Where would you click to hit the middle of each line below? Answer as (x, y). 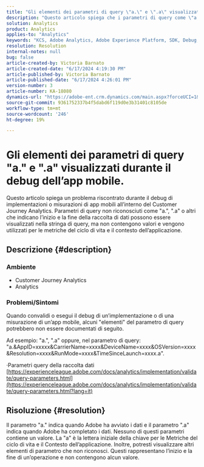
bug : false (20, 57)
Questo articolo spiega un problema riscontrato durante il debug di (90, 198)
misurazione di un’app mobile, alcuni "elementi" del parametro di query (95, 322)
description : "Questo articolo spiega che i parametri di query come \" (100, 18)
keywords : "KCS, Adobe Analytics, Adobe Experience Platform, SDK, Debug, (103, 40)
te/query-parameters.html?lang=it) (49, 391)
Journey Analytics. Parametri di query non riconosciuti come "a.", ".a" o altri (101, 211)
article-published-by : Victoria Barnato (58, 74)
